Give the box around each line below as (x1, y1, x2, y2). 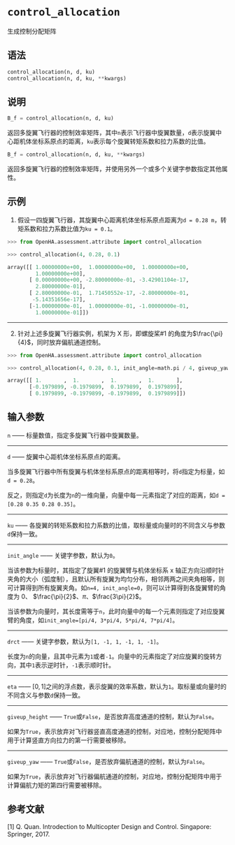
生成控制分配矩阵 (7, 27, 57, 35)
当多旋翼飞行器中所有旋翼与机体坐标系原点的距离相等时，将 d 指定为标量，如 (7, 467, 225, 475)
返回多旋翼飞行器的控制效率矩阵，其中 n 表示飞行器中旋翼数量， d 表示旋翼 (7, 129, 216, 137)
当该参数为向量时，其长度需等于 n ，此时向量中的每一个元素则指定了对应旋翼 (7, 607, 225, 615)
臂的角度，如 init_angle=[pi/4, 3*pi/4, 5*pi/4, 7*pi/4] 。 (7, 616, 179, 624)
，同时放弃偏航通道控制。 (30, 338, 105, 346)
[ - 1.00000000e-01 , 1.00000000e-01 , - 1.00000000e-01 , (29, 303, 190, 310)
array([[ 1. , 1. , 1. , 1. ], (7, 377, 183, 384)
